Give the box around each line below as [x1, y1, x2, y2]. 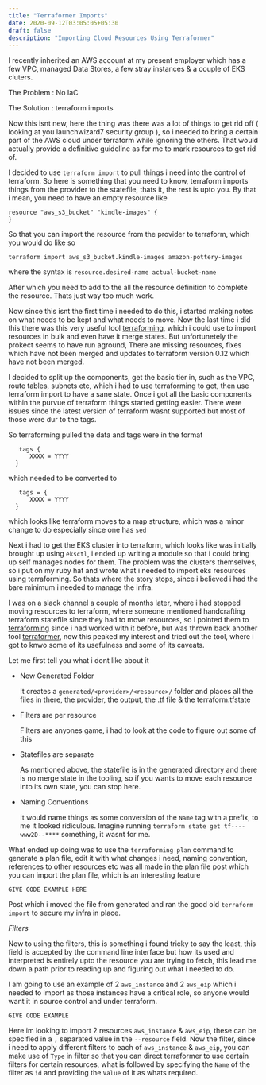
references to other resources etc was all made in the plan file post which [8, 862, 249, 871]
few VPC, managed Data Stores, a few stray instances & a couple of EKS [8, 64, 245, 74]
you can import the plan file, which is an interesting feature [8, 870, 201, 880]
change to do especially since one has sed [8, 525, 147, 535]
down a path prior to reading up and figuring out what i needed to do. [8, 964, 235, 974]
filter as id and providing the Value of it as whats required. [8, 1068, 199, 1078]
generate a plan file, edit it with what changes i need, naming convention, [8, 854, 248, 863]
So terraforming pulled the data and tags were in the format [8, 430, 203, 440]
